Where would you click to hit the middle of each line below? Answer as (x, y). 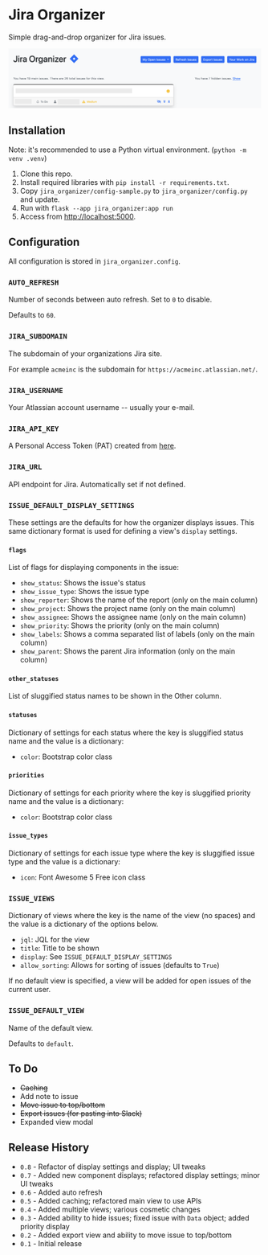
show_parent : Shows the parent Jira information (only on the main (127, 651)
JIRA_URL (25, 467)
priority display (45, 1227)
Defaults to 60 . (32, 315)
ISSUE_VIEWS (32, 898)
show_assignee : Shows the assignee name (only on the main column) (133, 617)
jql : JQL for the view (55, 940)
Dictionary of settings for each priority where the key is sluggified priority (130, 793)
